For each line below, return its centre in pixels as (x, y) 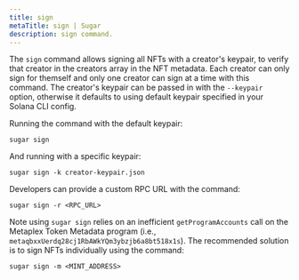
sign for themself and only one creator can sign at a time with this (129, 78)
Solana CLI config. (43, 107)
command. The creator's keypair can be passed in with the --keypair (136, 88)
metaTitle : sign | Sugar (55, 26)
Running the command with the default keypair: (96, 124)
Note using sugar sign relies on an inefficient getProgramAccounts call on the (149, 222)
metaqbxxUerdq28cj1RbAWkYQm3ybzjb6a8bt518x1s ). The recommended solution (149, 241)
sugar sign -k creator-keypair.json (77, 173)
